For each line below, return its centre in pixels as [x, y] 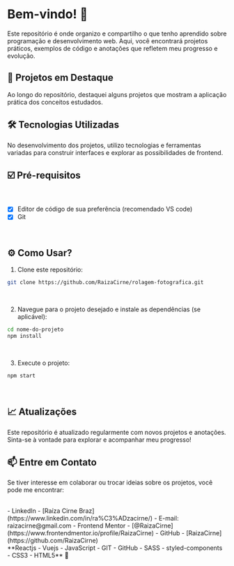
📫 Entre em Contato [52, 462]
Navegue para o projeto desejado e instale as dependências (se [109, 309]
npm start [22, 375]
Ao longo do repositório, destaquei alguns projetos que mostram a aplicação [117, 94]
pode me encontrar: [36, 490]
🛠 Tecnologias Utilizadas [63, 125]
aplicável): [32, 317]
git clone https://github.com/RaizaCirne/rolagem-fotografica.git [106, 283]
